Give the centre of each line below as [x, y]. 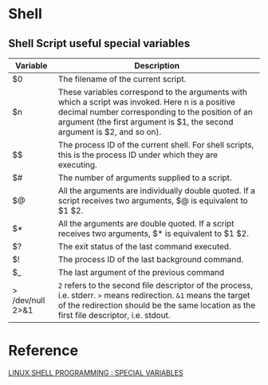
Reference [43, 351]
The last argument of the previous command [141, 272]
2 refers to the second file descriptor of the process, [156, 285]
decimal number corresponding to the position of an [155, 112]
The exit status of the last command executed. [144, 246]
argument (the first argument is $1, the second [146, 122]
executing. [77, 165]
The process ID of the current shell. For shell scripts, [156, 145]
